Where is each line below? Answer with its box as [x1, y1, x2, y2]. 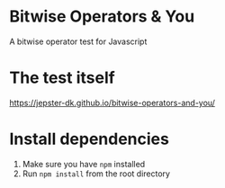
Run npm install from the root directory [22, 168, 171, 179]
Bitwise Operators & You [9, 6, 195, 27]
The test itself [9, 67, 115, 88]
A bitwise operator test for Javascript [9, 36, 148, 47]
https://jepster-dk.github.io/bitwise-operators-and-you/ [9, 97, 216, 108]
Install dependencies [9, 129, 169, 149]
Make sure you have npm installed [22, 158, 146, 169]
